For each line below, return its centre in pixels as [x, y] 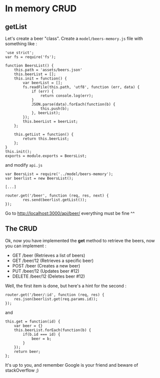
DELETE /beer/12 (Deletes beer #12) [48, 276]
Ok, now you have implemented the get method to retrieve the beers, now [80, 240]
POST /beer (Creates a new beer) [46, 265]
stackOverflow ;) [22, 370]
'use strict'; [20, 53]
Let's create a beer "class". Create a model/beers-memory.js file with [74, 38]
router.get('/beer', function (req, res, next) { [57, 196]
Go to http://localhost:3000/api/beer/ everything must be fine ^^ [70, 213]
